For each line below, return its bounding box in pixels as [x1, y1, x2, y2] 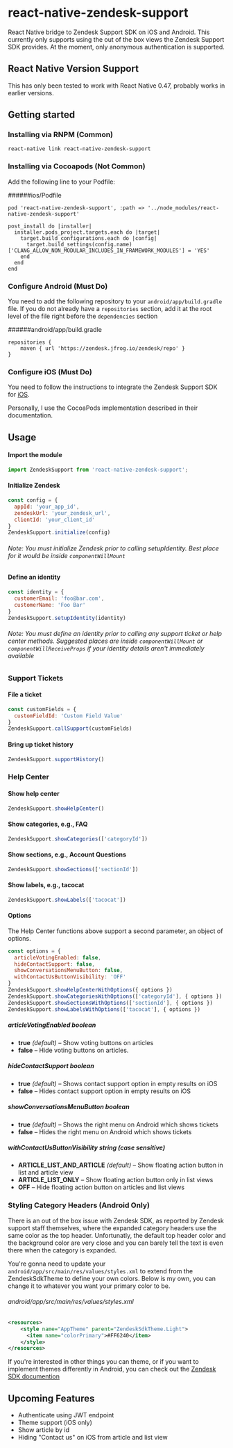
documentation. [8, 411, 53, 420]
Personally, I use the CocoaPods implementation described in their [8, 404, 198, 412]
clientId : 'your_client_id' [14, 516, 96, 523]
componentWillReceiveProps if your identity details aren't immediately [8, 644, 205, 653]
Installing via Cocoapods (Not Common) [8, 161, 146, 171]
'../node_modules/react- [147, 204, 219, 212]
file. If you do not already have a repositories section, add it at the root [8, 305, 212, 313]
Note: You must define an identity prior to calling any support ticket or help [8, 630, 223, 638]
